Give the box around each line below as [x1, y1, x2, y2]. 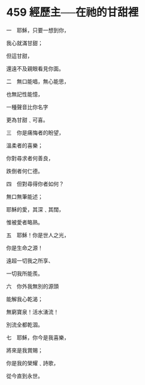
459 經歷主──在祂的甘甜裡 [6, 5, 139, 19]
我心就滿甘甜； [6, 39, 43, 46]
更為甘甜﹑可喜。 [6, 116, 49, 124]
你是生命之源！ [6, 244, 43, 251]
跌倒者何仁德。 [6, 167, 43, 175]
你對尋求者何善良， [6, 154, 54, 161]
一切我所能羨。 [6, 269, 43, 277]
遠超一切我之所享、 [6, 257, 54, 264]
